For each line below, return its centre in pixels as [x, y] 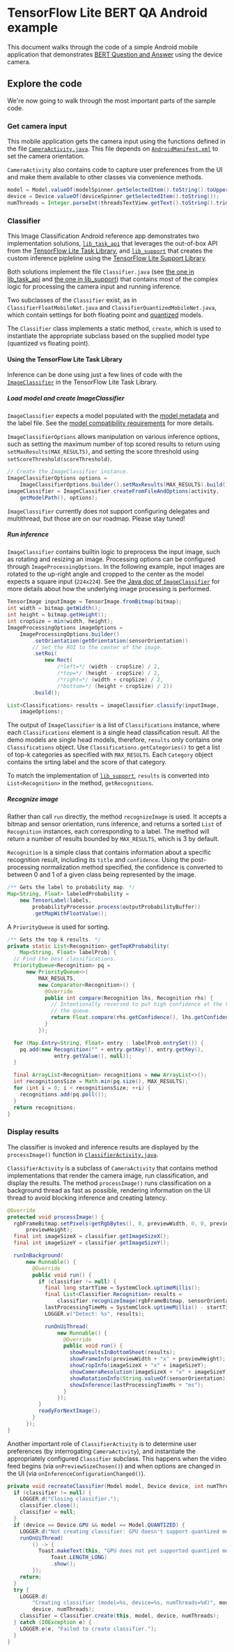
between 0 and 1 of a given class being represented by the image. [102, 875]
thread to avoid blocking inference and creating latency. [87, 1198]
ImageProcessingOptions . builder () [70, 634]
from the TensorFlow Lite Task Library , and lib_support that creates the [110, 251]
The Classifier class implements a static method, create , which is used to [114, 328]
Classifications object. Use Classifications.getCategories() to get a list [114, 747]
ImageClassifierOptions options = [57, 478]
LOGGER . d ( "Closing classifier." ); [70, 1499]
